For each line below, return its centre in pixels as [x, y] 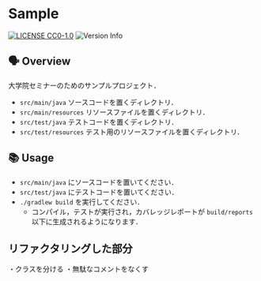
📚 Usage [31, 158]
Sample [34, 14]
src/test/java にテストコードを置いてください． [99, 192]
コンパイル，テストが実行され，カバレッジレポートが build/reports [142, 212]
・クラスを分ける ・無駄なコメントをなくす [78, 269]
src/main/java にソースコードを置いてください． [99, 182]
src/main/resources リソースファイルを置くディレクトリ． [114, 112]
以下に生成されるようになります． [87, 221]
